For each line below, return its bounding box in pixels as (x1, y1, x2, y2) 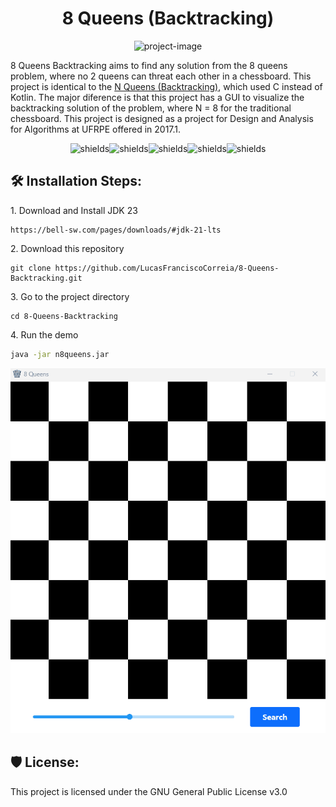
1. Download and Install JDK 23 (10, 204, 138, 216)
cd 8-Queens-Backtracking (10, 311, 118, 321)
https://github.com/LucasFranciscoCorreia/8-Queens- (54, 263, 280, 273)
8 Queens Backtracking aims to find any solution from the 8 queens (10, 59, 288, 71)
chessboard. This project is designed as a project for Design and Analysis (10, 112, 314, 124)
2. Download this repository (10, 242, 125, 254)
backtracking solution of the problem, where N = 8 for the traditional (10, 102, 292, 114)
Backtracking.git (10, 273, 83, 283)
